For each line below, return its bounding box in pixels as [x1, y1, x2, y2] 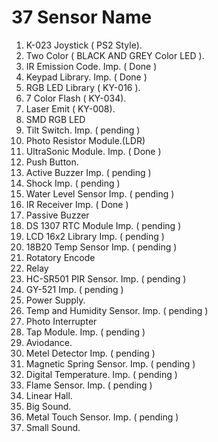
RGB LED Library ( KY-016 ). [25, 81, 141, 93]
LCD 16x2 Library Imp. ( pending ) [25, 230, 165, 242]
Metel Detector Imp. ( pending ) [25, 347, 156, 359]
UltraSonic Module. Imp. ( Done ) [25, 145, 162, 157]
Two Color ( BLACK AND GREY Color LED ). [25, 49, 205, 61]
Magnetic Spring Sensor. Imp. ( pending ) [25, 357, 196, 370]
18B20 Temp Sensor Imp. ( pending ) [25, 241, 178, 253]
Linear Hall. [25, 389, 73, 401]
